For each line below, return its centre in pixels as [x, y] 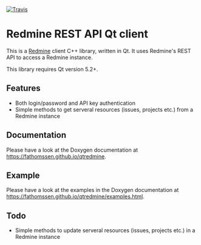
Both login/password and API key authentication [75, 103]
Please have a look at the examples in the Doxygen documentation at [93, 190]
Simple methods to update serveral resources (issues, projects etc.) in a [105, 230]
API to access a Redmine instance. [49, 57]
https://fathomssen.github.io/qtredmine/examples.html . [75, 197]
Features [23, 88]
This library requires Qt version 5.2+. [52, 69]
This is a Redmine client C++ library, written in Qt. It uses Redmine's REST [99, 51]
